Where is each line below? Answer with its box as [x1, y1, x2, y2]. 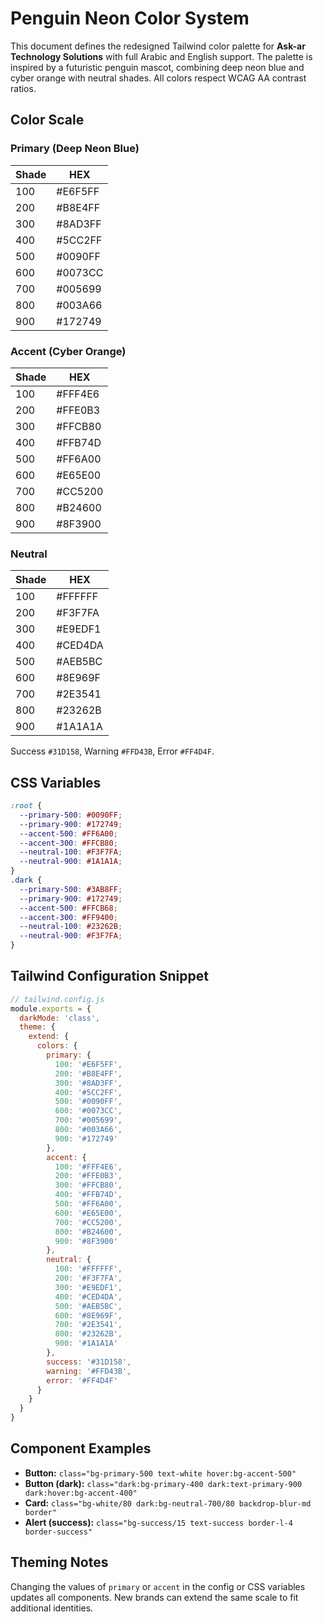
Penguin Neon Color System [10, 7, 250, 30]
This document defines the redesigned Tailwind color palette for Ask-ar [10, 40, 306, 52]
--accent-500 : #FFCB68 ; [19, 903, 118, 913]
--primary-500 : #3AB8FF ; [19, 884, 123, 894]
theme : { [19, 1022, 56, 1032]
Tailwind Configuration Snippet [10, 968, 209, 985]
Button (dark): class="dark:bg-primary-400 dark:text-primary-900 [24, 1477, 303, 1489]
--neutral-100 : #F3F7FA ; [19, 847, 123, 857]
